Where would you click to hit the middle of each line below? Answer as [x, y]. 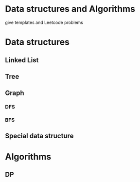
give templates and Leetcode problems [44, 22]
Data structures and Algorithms [70, 9]
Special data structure [39, 136]
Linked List [22, 60]
